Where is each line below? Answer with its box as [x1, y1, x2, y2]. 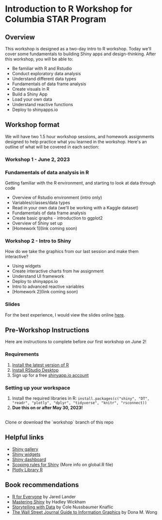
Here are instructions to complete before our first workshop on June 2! [5, 339, 146, 345]
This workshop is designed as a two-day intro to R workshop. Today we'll [5, 46, 152, 51]
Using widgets [12, 263, 41, 269]
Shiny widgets [12, 451, 41, 457]
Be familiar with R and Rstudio [12, 65, 72, 71]
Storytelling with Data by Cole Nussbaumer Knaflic [12, 504, 113, 510]
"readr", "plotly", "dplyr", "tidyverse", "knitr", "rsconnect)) [12, 401, 147, 406]
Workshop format [5, 121, 60, 129]
